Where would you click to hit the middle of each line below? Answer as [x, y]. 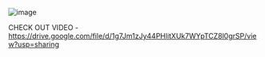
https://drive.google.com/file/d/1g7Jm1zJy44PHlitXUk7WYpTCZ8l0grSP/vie [132, 36]
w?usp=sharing [34, 44]
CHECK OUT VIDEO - [43, 27]
